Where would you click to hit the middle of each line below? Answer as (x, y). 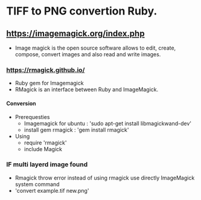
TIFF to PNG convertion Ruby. (82, 11)
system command (37, 184)
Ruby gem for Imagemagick (49, 83)
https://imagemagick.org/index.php (75, 34)
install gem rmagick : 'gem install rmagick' (76, 130)
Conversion (21, 103)
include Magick (43, 149)
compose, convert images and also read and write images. (88, 54)
